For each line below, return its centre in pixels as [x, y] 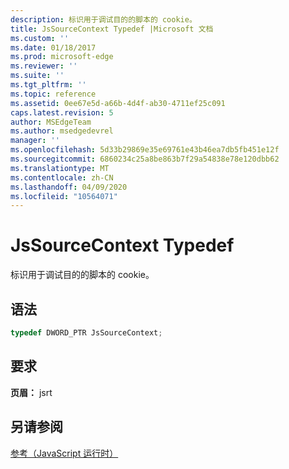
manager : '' [35, 141]
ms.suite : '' [37, 76]
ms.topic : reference [53, 94]
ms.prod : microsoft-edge [62, 57]
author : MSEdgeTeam [51, 122]
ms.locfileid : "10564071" [64, 196]
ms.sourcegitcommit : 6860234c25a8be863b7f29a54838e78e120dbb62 [145, 159]
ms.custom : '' [40, 38]
